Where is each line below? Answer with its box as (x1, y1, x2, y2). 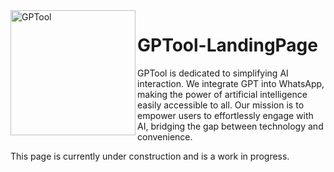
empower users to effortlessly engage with (137, 109, 314, 121)
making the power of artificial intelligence (137, 88, 308, 100)
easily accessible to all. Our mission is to (137, 99, 305, 111)
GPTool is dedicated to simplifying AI (137, 67, 289, 79)
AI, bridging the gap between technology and (137, 120, 324, 132)
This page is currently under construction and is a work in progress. (10, 150, 290, 162)
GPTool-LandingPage (137, 34, 318, 57)
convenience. (137, 130, 193, 143)
